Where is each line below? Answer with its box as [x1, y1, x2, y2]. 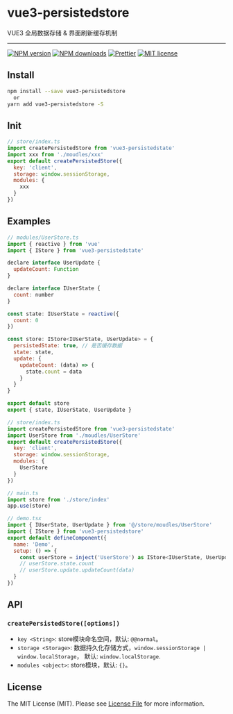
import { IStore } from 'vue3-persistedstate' [7, 247, 144, 254]
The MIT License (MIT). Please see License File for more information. [7, 699, 205, 708]
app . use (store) [7, 502, 51, 510]
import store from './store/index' [7, 496, 110, 503]
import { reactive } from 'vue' [7, 240, 101, 247]
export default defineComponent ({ [7, 534, 107, 541]
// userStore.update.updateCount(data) [19, 567, 135, 574]
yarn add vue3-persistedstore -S [7, 101, 104, 108]
